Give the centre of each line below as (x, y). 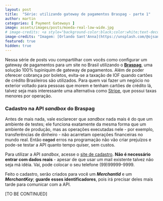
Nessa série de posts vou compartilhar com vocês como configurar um (76, 59)
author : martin (20, 18)
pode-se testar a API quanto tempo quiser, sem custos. (60, 145)
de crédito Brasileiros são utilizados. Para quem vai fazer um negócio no (77, 80)
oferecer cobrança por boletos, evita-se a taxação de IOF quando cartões (79, 75)
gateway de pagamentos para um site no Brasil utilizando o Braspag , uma (79, 65)
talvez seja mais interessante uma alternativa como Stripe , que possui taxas (81, 91)
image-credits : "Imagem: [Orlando (40, 37)
